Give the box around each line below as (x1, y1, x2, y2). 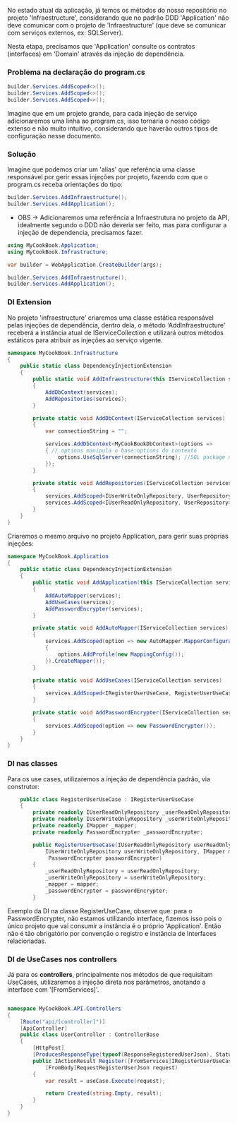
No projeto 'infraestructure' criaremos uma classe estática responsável (7, 313, 214, 322)
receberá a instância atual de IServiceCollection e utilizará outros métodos (7, 328, 224, 337)
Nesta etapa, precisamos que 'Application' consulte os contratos (7, 42, 195, 50)
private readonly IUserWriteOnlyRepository (32, 815, 162, 823)
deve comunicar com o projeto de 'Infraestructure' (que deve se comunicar (7, 21, 226, 29)
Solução (7, 149, 37, 159)
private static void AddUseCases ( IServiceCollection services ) (32, 677, 222, 684)
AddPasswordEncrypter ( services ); (44, 605, 143, 613)
